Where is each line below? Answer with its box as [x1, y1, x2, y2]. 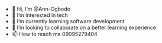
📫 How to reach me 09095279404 [11, 31, 98, 37]
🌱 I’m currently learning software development [11, 18, 125, 24]
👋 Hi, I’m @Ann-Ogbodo [11, 6, 71, 12]
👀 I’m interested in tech [11, 12, 68, 19]
